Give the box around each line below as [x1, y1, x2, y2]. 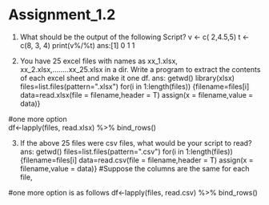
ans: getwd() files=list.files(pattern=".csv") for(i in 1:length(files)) [19, 147, 234, 156]
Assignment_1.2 [8, 6, 116, 24]
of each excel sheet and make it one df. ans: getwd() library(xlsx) [19, 73, 235, 82]
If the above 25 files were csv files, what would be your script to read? [19, 138, 252, 147]
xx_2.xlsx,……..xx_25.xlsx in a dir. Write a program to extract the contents [19, 64, 261, 74]
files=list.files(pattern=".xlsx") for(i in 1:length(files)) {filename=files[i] [19, 82, 250, 91]
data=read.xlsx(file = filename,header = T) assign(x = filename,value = [19, 90, 254, 99]
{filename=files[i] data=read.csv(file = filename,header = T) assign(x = [19, 155, 254, 165]
